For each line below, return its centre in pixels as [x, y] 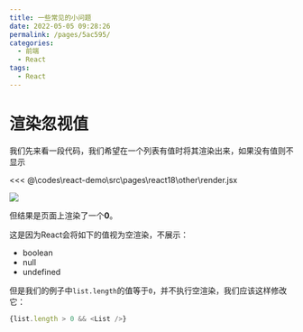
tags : [19, 69]
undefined [41, 272]
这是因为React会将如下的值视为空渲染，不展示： [99, 235]
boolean [37, 253]
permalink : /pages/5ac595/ [60, 34]
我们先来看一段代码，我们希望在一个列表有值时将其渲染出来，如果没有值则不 [151, 151]
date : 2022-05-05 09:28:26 [60, 26]
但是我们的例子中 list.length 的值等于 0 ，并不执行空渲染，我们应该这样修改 [148, 290]
